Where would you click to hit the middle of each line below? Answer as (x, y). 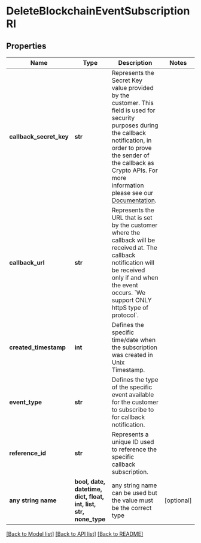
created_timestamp (37, 347)
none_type (90, 519)
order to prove (132, 148)
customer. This (133, 103)
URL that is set (132, 217)
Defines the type (135, 379)
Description (135, 63)
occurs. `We (129, 292)
